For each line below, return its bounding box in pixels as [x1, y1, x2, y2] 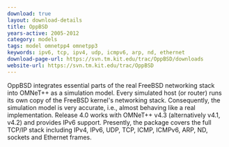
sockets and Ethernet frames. [7, 133, 92, 141]
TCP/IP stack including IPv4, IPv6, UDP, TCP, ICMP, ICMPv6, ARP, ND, [7, 125, 208, 134]
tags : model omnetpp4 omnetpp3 [7, 42, 98, 49]
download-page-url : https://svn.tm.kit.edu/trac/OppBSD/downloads [7, 56, 204, 63]
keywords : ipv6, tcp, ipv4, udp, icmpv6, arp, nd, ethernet [7, 49, 186, 56]
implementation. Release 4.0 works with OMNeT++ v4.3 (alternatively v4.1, [7, 111, 221, 119]
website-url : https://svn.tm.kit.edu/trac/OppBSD [7, 62, 155, 69]
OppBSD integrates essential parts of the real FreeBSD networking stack [7, 81, 215, 89]
